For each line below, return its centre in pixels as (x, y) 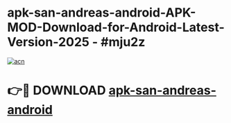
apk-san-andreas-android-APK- (102, 13)
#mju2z (123, 42)
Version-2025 (49, 42)
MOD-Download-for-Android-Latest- (116, 27)
